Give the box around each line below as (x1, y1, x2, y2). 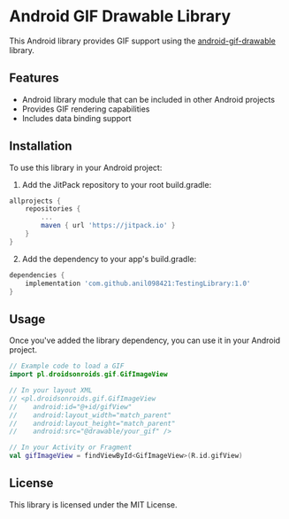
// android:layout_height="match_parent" (9, 419, 176, 428)
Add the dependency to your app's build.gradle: (21, 253, 197, 264)
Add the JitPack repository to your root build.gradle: (21, 179, 212, 190)
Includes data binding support (21, 112, 132, 123)
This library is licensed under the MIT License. (9, 499, 178, 510)
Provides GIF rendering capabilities (21, 104, 150, 114)
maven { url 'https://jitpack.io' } (41, 221, 176, 230)
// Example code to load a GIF (9, 361, 125, 371)
